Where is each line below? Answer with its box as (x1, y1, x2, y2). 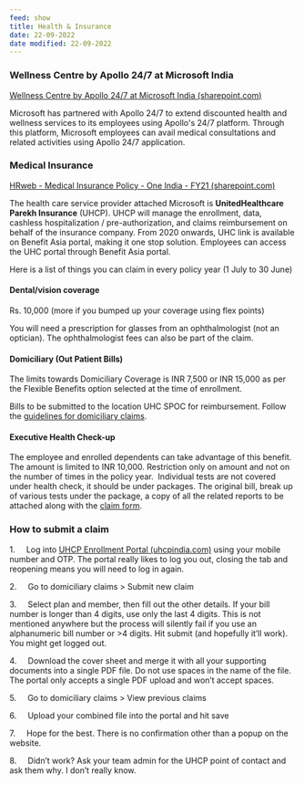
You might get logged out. (9, 637, 107, 648)
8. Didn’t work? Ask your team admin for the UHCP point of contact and (9, 755, 287, 766)
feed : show (9, 13, 51, 23)
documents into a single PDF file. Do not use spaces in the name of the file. (9, 665, 291, 675)
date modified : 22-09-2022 (9, 38, 112, 48)
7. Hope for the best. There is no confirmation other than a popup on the (9, 727, 289, 738)
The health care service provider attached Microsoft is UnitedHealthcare (9, 197, 284, 208)
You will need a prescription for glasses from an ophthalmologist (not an (9, 323, 280, 334)
